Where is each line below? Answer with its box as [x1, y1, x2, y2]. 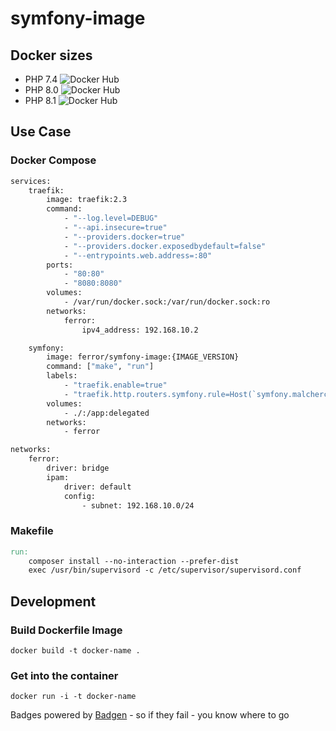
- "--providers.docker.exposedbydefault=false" [63, 241, 267, 251]
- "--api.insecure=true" [63, 223, 168, 233]
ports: [46, 260, 74, 270]
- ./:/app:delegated [63, 408, 150, 418]
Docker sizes [10, 47, 93, 64]
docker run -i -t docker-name [10, 692, 137, 702]
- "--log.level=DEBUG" [63, 213, 159, 224]
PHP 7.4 [24, 73, 58, 85]
